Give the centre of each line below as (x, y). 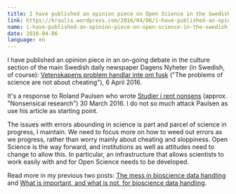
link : (15, 20)
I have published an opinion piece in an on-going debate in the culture (109, 60)
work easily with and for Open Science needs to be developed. (98, 162)
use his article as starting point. (53, 111)
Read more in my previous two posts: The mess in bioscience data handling (117, 176)
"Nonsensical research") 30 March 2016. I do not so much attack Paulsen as (118, 103)
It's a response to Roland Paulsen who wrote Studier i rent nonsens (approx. (117, 96)
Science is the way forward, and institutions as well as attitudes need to (111, 147)
